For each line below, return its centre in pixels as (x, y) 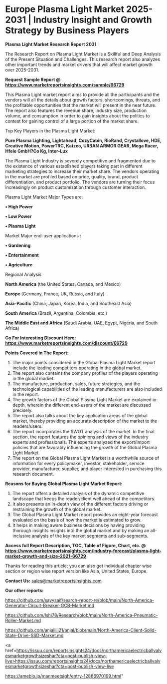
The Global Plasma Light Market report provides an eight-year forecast (85, 514)
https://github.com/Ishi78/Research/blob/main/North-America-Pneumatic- (82, 615)
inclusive (21, 536)
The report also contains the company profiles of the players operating (85, 373)
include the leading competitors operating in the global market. (77, 368)
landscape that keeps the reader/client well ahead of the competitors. (84, 499)
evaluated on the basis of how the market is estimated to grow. (77, 520)
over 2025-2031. (22, 70)
